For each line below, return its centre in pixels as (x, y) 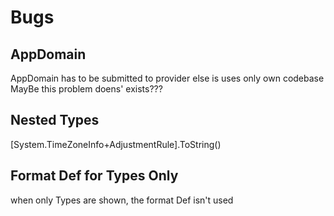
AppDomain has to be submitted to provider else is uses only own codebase (167, 78)
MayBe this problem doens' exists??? (86, 89)
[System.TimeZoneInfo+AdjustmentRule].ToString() (116, 144)
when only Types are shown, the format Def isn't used (122, 200)
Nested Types (55, 120)
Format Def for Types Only (94, 176)
